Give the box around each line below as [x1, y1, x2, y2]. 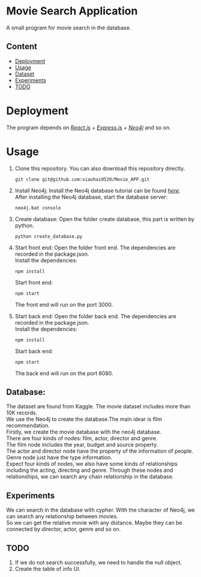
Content [6, 41, 38, 52]
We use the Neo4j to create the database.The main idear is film [6, 415, 162, 423]
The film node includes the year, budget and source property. [6, 441, 158, 449]
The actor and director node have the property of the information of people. [6, 447, 194, 455]
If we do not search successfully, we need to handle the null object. [14, 559, 182, 566]
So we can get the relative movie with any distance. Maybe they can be [6, 519, 182, 527]
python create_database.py [14, 233, 83, 240]
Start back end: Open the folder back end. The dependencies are [14, 312, 176, 319]
